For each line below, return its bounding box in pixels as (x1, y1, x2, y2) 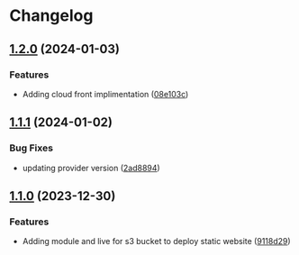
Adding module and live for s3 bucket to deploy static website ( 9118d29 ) (22, 236, 291, 247)
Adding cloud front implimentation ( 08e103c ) (22, 88, 189, 99)
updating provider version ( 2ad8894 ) (22, 162, 160, 173)
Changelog (9, 5, 94, 26)
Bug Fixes (9, 141, 54, 154)
